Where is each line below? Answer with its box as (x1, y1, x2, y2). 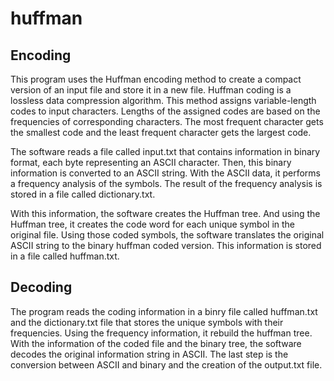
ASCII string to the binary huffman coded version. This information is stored (10, 240, 322, 251)
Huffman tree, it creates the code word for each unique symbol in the (10, 218, 296, 230)
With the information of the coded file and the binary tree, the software (10, 337, 302, 349)
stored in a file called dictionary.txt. (10, 188, 156, 200)
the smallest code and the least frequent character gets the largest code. (10, 127, 312, 138)
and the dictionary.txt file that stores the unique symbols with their (10, 316, 284, 328)
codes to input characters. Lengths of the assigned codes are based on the (10, 105, 321, 117)
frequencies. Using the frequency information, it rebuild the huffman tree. (10, 327, 313, 339)
